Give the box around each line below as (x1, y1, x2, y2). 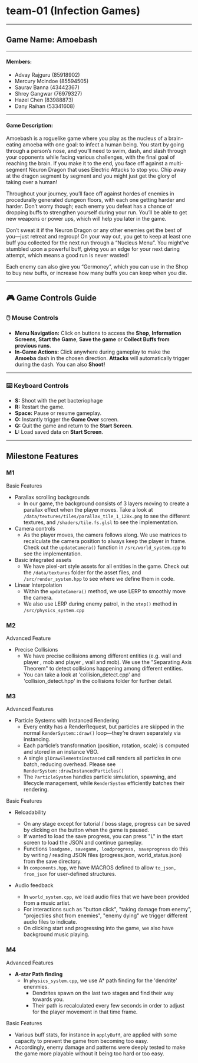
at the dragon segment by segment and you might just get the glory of (6, 172, 177, 179)
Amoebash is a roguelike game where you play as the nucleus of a (6, 135, 167, 142)
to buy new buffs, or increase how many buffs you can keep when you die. (6, 270, 187, 277)
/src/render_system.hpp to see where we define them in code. (23, 575, 175, 582)
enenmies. (23, 983, 49, 990)
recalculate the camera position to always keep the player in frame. (23, 537, 187, 544)
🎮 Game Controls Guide (6, 293, 97, 303)
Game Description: (6, 122, 53, 129)
